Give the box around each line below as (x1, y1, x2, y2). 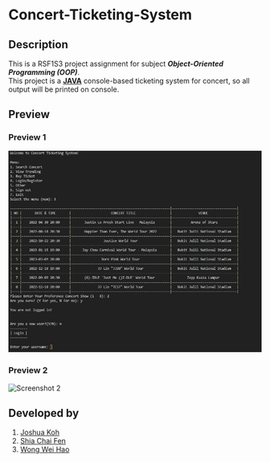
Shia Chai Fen (19, 436, 67, 446)
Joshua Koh (19, 427, 60, 437)
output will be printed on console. (8, 84, 120, 94)
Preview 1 (8, 132, 47, 143)
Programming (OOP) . (8, 67, 80, 77)
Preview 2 (8, 365, 48, 376)
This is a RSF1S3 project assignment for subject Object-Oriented (8, 59, 223, 68)
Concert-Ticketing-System (8, 6, 193, 24)
